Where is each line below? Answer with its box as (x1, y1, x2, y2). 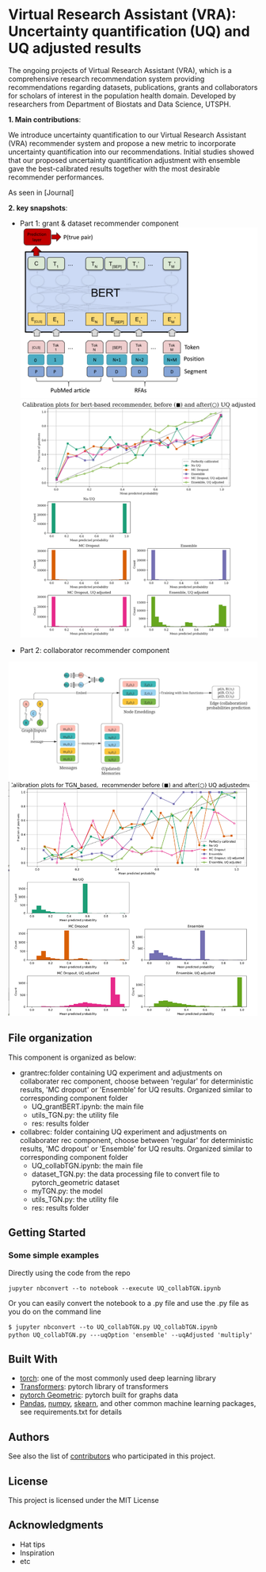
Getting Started (8, 1226, 86, 1240)
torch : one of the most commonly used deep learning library (19, 1373, 216, 1383)
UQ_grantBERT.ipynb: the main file (31, 1102, 144, 1111)
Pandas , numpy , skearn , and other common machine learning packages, (19, 1399, 256, 1408)
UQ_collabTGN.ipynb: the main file (31, 1161, 143, 1170)
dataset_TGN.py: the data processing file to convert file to (31, 1169, 220, 1179)
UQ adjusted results (8, 40, 142, 57)
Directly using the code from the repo (8, 1268, 131, 1277)
